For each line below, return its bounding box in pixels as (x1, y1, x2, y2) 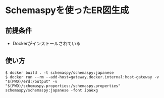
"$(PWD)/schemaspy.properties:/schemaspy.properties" (5, 83, 121, 88)
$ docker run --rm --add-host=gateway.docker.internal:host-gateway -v (5, 74, 159, 79)
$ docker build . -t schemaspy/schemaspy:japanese (5, 70, 114, 75)
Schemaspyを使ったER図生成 (5, 5, 129, 16)
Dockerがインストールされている (12, 41, 81, 46)
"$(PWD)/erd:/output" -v (5, 79, 58, 84)
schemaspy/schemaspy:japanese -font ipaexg (5, 87, 98, 93)
